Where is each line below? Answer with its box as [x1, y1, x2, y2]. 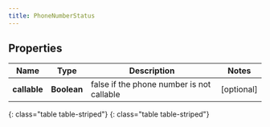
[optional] [220, 84, 258, 95]
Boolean [51, 84, 84, 95]
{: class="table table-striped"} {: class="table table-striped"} [8, 109, 210, 119]
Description [129, 65, 175, 76]
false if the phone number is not [91, 79, 211, 90]
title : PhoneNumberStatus [8, 11, 95, 20]
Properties [8, 42, 63, 55]
